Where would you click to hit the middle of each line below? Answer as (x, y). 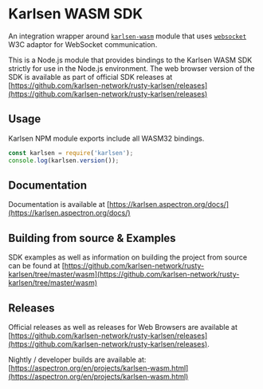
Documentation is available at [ (59, 204)
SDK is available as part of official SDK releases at (90, 77)
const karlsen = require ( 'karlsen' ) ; (71, 153)
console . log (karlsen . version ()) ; (64, 161)
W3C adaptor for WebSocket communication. (83, 44)
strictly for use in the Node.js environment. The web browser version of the (131, 68)
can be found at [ (37, 266)
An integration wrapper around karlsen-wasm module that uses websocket (128, 36)
